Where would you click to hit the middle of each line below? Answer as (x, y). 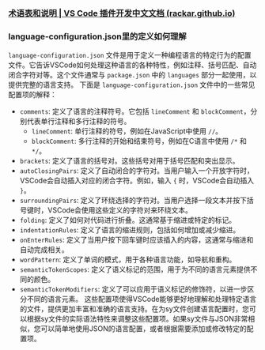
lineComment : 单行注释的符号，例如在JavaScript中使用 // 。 (127, 131)
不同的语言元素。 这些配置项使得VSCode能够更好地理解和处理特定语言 (142, 299)
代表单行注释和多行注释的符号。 (79, 122)
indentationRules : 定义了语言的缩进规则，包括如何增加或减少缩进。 (130, 230)
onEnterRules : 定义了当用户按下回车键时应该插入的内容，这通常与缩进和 (136, 240)
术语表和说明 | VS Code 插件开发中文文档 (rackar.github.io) (122, 13)
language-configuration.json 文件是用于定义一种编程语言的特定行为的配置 (130, 55)
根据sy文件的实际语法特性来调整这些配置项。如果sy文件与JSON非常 (137, 319)
